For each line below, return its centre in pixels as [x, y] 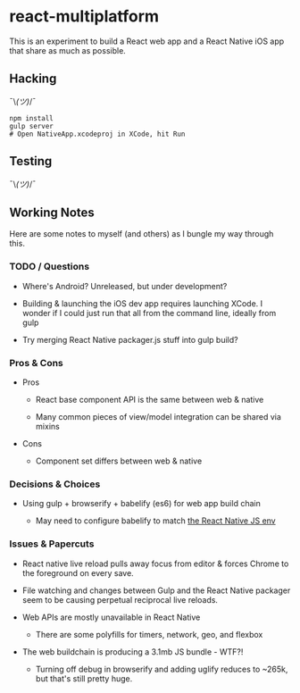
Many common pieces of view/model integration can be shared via [158, 416]
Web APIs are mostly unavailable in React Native [111, 617]
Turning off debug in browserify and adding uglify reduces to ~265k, [162, 669]
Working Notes [52, 212]
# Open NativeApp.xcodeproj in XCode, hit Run [97, 134]
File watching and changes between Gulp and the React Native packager [156, 590]
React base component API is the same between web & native [150, 399]
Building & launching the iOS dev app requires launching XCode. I [142, 303]
